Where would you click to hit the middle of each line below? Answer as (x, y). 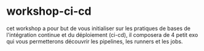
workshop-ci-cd (49, 11)
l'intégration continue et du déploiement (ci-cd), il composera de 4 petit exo (102, 34)
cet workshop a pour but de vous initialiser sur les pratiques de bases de (98, 28)
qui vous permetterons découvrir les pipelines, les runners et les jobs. (95, 41)
